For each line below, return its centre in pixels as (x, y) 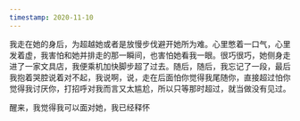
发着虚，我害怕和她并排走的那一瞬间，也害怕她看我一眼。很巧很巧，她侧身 (146, 55)
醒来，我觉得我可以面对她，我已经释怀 (79, 107)
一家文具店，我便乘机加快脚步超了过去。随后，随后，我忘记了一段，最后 (158, 66)
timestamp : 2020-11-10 (51, 17)
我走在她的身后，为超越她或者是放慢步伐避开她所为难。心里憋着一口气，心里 (150, 44)
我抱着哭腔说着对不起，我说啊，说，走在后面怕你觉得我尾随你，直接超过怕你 (150, 77)
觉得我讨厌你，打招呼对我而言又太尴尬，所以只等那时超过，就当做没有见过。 (150, 88)
